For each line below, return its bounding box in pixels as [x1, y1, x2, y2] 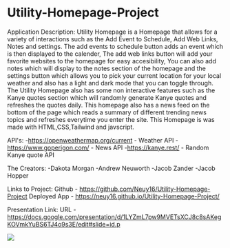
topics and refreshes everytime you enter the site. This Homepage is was [7, 115, 215, 123]
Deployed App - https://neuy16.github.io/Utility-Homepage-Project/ [28, 192, 220, 200]
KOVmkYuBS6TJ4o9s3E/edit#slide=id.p [7, 220, 121, 228]
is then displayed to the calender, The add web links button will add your [7, 50, 213, 58]
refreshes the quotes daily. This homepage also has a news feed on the [7, 101, 210, 109]
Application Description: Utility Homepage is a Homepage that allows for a [7, 28, 218, 36]
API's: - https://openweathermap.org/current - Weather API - [7, 136, 179, 144]
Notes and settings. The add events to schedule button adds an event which [7, 42, 224, 50]
